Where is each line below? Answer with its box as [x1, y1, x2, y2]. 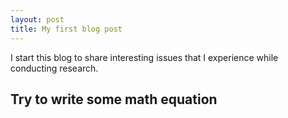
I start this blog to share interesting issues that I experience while [10, 51, 279, 63]
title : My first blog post [10, 24, 123, 34]
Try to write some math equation [10, 91, 218, 108]
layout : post [10, 14, 65, 25]
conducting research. [10, 62, 99, 74]
